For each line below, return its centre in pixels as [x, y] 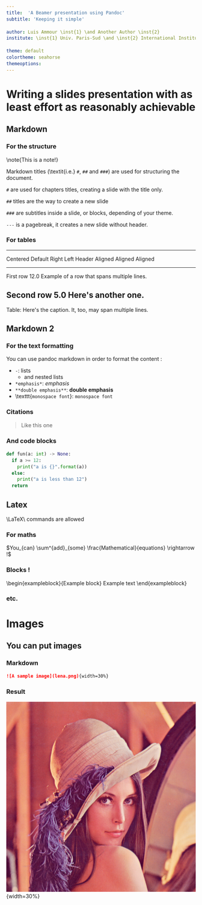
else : [19, 473]
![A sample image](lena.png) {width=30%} [58, 676]
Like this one [37, 425]
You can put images [44, 646]
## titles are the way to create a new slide [57, 201]
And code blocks [32, 440]
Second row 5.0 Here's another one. [75, 295]
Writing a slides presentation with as [99, 94]
